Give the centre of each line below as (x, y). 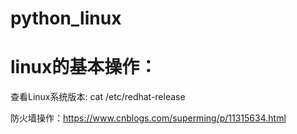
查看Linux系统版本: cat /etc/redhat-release (98, 97)
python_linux (66, 18)
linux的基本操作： (84, 67)
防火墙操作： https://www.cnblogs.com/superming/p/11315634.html (148, 118)
